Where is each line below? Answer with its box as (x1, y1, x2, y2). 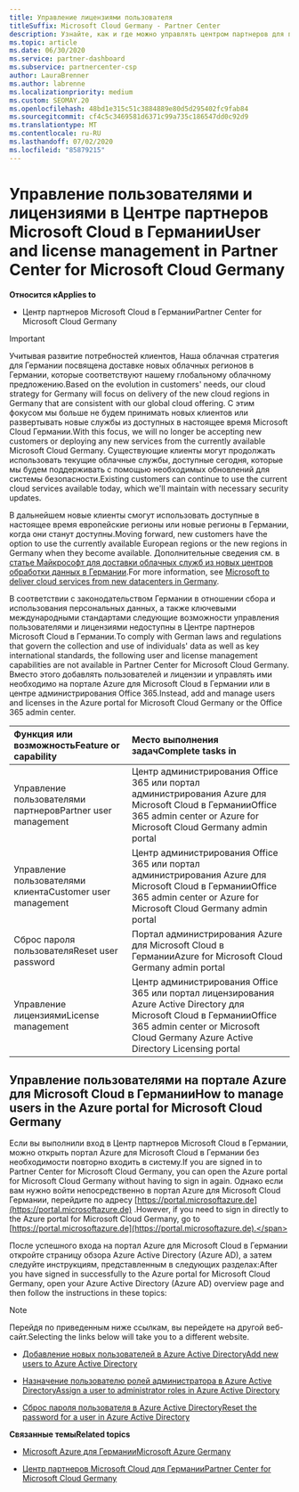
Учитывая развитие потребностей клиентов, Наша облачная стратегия (9, 350, 279, 361)
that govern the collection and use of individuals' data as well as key (9, 640, 260, 651)
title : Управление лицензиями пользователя (9, 12, 174, 22)
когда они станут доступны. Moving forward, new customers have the (9, 528, 268, 539)
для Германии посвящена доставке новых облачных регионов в (9, 360, 255, 371)
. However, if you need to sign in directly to (133, 1204, 289, 1215)
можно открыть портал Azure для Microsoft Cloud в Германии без (9, 1147, 260, 1158)
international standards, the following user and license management (9, 649, 258, 660)
